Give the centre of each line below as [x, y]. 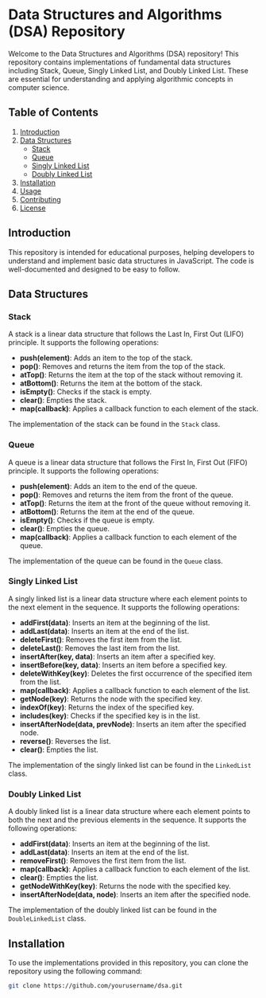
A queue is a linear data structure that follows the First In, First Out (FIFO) [128, 462]
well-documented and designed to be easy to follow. [94, 269]
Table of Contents [54, 113]
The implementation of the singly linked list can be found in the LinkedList [130, 765]
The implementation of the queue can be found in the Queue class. [116, 561]
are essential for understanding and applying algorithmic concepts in [121, 79]
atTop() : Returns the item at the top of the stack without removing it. [131, 375]
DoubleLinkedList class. [47, 918]
